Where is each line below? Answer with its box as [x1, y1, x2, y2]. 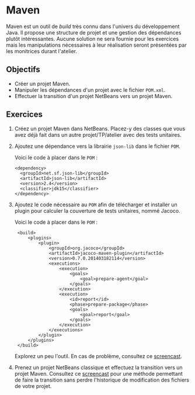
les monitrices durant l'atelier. [6, 47, 78, 54]
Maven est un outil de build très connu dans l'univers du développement [6, 23, 180, 30]
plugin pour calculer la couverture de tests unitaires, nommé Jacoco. [14, 207, 181, 214]
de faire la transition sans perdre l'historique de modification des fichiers [14, 376, 190, 383]
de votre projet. [14, 382, 52, 389]
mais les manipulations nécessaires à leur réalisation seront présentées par [6, 41, 187, 48]
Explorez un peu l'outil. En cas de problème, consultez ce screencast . [14, 352, 182, 359]
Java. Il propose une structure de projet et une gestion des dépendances [6, 29, 182, 36]
